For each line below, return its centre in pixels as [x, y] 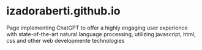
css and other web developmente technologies [65, 40]
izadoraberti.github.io [63, 11]
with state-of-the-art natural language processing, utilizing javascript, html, [101, 34]
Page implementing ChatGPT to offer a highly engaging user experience [97, 28]
